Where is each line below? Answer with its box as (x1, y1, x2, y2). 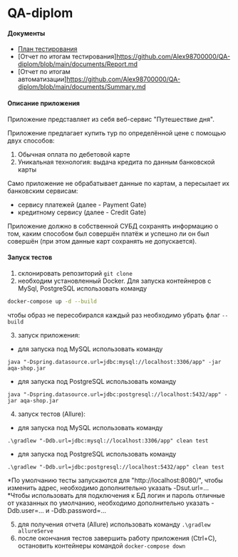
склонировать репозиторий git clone (17, 269, 133, 277)
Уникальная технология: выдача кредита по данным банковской (17, 157, 215, 166)
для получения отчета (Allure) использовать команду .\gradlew (17, 520, 211, 529)
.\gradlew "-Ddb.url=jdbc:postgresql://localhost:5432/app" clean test (7, 463, 224, 471)
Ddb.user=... (7, 506, 44, 514)
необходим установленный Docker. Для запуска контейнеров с (17, 276, 212, 285)
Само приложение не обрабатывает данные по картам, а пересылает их (7, 179, 230, 187)
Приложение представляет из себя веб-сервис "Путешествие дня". (7, 115, 215, 123)
